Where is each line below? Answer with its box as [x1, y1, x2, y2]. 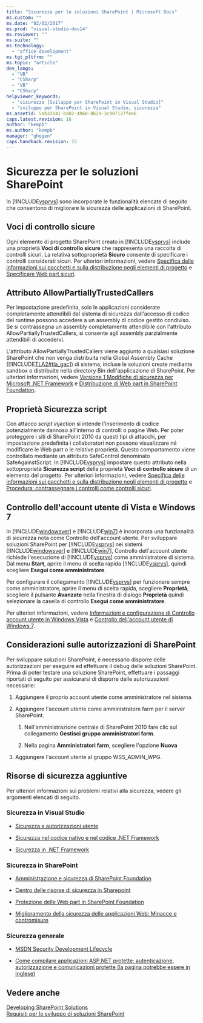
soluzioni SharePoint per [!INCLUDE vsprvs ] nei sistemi [6, 541, 142, 548]
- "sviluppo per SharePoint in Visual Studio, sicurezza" [12, 104, 162, 111]
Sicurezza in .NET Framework [15, 846, 90, 853]
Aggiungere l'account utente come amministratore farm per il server [15, 705, 185, 712]
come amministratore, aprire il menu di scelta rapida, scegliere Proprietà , [6, 584, 189, 592]
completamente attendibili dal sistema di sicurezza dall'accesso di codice [6, 310, 190, 317]
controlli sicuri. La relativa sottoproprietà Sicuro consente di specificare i [6, 251, 188, 258]
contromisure [15, 917, 48, 924]
